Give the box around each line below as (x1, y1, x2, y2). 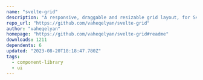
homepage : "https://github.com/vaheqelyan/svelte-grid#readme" (6, 31, 169, 37)
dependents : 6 (6, 43, 42, 49)
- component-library (11, 59, 63, 65)
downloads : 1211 (6, 37, 47, 43)
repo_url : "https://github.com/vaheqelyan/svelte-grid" (6, 20, 150, 26)
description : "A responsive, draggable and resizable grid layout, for (6, 14, 190, 20)
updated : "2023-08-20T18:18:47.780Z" (6, 48, 101, 54)
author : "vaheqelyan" (6, 25, 61, 32)
